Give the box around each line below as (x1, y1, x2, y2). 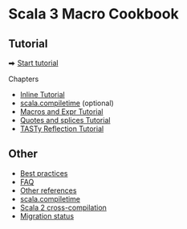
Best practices (19, 168, 68, 178)
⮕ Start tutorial (8, 58, 59, 67)
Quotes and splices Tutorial (19, 116, 111, 125)
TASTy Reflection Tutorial (19, 124, 104, 133)
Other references (19, 186, 77, 195)
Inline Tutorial (19, 90, 66, 99)
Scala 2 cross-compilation (19, 202, 107, 212)
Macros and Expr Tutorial (19, 107, 104, 117)
